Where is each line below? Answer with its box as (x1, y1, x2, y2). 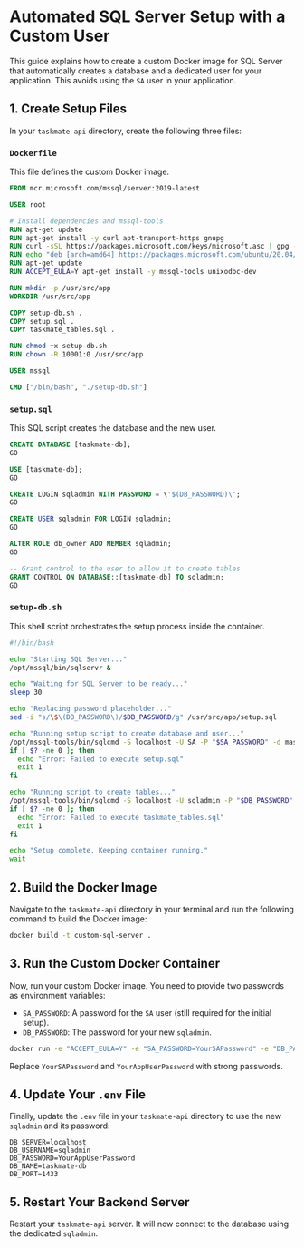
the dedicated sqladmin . (9, 1228, 99, 1239)
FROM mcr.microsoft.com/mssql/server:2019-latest (9, 184, 201, 193)
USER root (9, 200, 47, 210)
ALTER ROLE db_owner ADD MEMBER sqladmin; (9, 540, 172, 549)
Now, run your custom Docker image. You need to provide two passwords (9, 980, 285, 990)
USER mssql (9, 366, 51, 375)
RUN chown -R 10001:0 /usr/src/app (9, 350, 144, 359)
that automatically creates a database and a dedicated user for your (9, 65, 262, 76)
